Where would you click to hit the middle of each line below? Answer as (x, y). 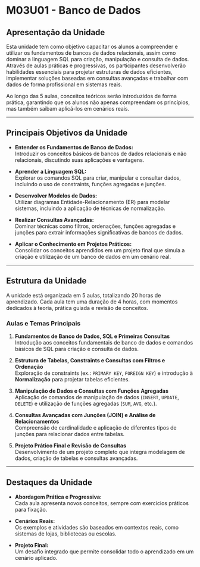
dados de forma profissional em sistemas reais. (64, 84)
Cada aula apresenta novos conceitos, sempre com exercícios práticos (102, 503)
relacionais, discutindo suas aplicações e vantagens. (79, 160)
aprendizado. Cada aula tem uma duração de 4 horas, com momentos (92, 302)
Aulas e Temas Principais (43, 323)
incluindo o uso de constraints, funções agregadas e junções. (90, 184)
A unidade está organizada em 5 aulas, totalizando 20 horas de (84, 295)
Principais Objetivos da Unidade (67, 133)
